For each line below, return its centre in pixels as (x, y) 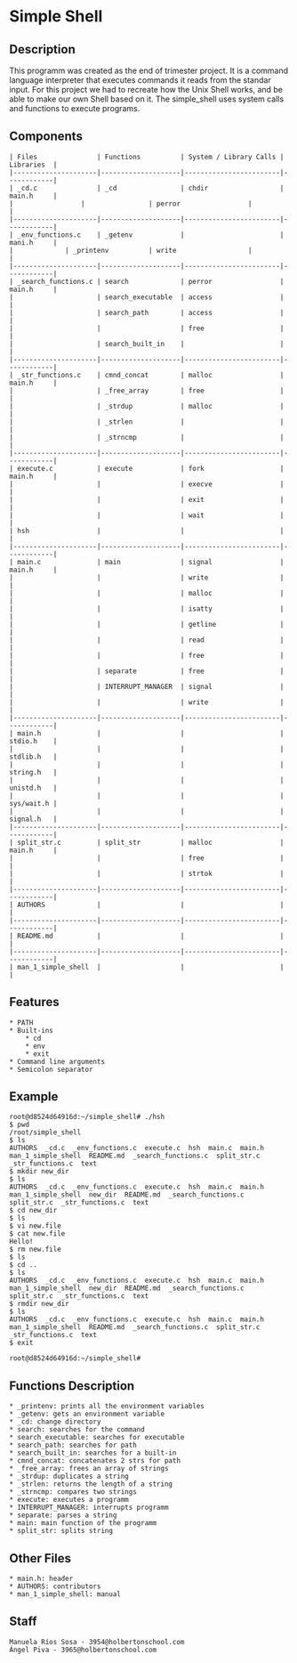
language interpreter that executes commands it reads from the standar (140, 80)
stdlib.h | (33, 757)
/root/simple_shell (45, 1132)
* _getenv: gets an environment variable (87, 1414)
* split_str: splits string (61, 1531)
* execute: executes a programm (69, 1500)
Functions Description (72, 1386)
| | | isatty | (147, 608)
